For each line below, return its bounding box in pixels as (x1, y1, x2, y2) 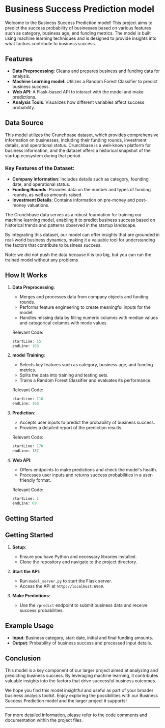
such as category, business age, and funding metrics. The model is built (5, 30, 151, 36)
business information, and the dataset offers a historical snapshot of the (5, 147, 151, 153)
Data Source (5, 119, 44, 127)
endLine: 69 (12, 500, 37, 506)
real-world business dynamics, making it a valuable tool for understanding (5, 237, 155, 243)
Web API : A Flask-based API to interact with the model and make (12, 88, 144, 94)
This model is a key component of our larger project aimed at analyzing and (5, 667, 158, 673)
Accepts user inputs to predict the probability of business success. (19, 419, 155, 426)
